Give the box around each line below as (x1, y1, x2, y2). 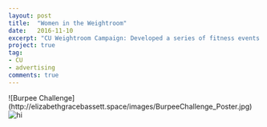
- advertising (8, 64, 56, 72)
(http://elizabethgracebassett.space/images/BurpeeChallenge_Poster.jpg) (8, 101, 253, 111)
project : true (8, 42, 56, 50)
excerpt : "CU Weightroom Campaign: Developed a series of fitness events (8, 34, 261, 42)
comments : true (8, 71, 59, 79)
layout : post (8, 11, 52, 20)
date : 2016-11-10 (8, 26, 74, 34)
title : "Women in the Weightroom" (8, 19, 127, 27)
